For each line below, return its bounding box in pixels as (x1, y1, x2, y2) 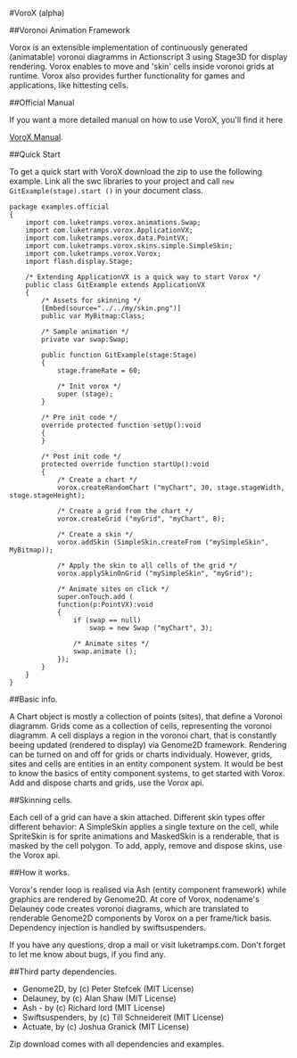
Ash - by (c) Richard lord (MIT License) (21, 1003, 166, 1013)
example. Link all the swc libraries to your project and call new (9, 176, 235, 186)
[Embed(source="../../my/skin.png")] (41, 304, 181, 313)
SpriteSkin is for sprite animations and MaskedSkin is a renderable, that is (9, 831, 280, 841)
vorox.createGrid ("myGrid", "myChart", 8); (56, 514, 226, 523)
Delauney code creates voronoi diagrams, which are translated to (9, 904, 250, 914)
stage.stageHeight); (9, 491, 87, 500)
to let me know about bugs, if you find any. (9, 949, 167, 959)
